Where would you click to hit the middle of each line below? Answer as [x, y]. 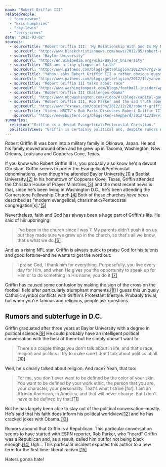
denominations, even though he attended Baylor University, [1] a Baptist [77, 174]
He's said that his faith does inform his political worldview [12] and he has [79, 414]
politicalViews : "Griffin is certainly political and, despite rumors [84, 129]
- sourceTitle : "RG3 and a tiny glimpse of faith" [63, 65]
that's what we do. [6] [39, 240]
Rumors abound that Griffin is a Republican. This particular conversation [79, 429]
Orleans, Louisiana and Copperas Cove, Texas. [53, 154]
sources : [14, 42]
